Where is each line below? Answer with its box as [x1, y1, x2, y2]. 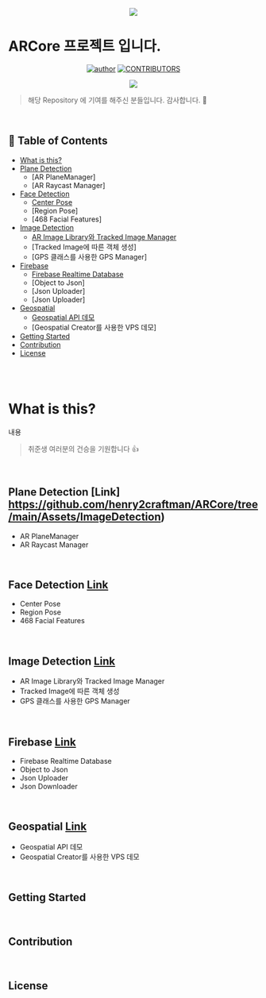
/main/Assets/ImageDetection [8, 511, 161, 524]
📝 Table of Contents [8, 134, 108, 148]
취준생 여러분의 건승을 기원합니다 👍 [27, 444, 139, 453]
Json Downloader [19, 781, 78, 791]
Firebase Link [8, 735, 77, 749]
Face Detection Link [8, 578, 109, 591]
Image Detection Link [8, 654, 116, 668]
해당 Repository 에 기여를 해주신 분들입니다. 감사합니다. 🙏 [27, 95, 208, 105]
